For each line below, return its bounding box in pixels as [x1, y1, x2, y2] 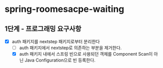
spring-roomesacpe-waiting [4, 3, 125, 15]
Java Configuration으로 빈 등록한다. [24, 57, 95, 63]
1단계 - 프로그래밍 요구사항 [4, 24, 81, 33]
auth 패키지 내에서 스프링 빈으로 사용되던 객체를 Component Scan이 [19, 51, 153, 57]
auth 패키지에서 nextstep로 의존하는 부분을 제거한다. [19, 45, 122, 51]
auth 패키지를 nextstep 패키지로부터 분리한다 [11, 39, 100, 44]
